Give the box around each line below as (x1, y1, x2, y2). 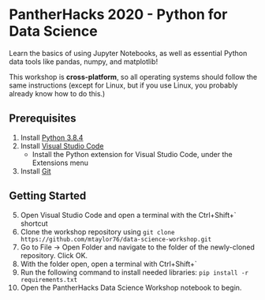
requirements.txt (20, 276, 78, 283)
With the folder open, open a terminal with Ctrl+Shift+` (20, 259, 197, 268)
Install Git (20, 166, 51, 175)
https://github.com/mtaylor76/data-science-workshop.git (20, 235, 212, 243)
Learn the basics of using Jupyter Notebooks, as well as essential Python (9, 48, 248, 58)
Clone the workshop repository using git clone (20, 227, 175, 236)
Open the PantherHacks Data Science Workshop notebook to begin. (20, 283, 242, 292)
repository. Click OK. (20, 250, 88, 260)
